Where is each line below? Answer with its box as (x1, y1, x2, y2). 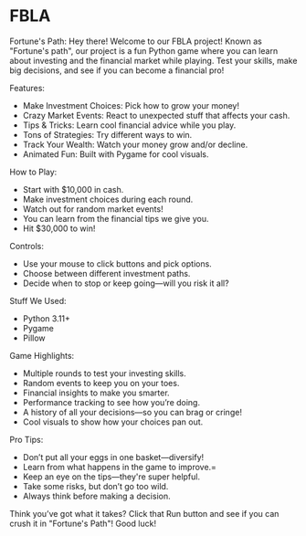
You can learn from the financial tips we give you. (22, 213, 209, 224)
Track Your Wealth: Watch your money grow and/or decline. (22, 139, 248, 150)
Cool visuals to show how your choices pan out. (22, 416, 204, 427)
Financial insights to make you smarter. (22, 387, 171, 398)
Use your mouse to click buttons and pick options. (22, 257, 212, 269)
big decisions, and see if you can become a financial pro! (9, 65, 225, 76)
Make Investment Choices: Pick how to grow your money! (22, 100, 240, 110)
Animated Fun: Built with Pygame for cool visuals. (22, 148, 209, 160)
